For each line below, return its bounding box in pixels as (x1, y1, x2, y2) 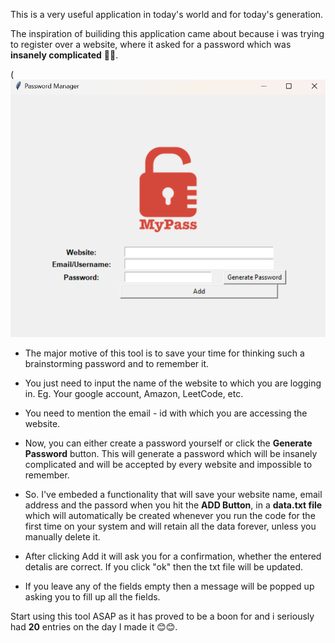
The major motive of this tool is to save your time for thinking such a (24, 347, 305, 359)
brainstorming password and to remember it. (24, 357, 210, 369)
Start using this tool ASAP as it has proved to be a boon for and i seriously (10, 610, 315, 622)
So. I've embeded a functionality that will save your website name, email (24, 488, 323, 500)
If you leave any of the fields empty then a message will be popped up (24, 580, 315, 592)
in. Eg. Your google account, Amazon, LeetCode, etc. (24, 387, 244, 399)
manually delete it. (24, 530, 101, 543)
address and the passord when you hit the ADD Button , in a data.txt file (24, 499, 323, 511)
